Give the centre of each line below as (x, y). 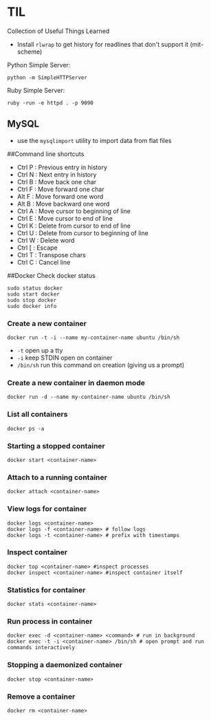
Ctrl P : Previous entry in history (62, 167)
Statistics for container (46, 590)
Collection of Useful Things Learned (58, 31)
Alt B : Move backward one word (63, 204)
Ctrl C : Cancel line (44, 262)
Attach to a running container (57, 477)
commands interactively (41, 648)
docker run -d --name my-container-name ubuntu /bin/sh (89, 397)
